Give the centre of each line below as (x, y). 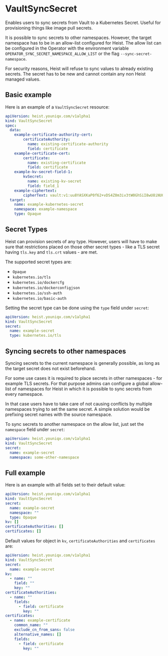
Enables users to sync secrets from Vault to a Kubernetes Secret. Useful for (83, 23)
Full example (25, 473)
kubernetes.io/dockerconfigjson (46, 288)
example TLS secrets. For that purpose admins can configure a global (77, 384)
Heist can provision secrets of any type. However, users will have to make (81, 241)
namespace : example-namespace (46, 209)
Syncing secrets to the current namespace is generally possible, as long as (82, 363)
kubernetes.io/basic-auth (39, 298)
